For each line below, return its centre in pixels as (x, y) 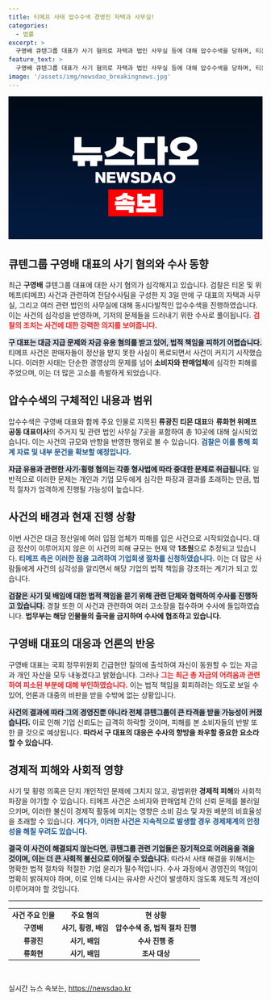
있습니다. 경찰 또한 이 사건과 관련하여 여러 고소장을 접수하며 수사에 (121, 605)
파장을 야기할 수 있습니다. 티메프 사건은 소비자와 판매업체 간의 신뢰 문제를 (123, 801)
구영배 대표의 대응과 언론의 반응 (82, 644)
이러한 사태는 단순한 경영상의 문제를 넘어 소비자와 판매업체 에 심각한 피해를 (142, 362)
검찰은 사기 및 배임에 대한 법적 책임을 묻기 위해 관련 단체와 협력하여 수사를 (122, 595)
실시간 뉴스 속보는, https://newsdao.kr (70, 988)
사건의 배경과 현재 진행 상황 (72, 517)
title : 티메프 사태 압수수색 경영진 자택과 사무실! (81, 17)
